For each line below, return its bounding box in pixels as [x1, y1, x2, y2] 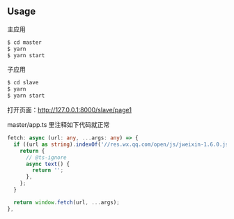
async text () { [25, 160, 70, 167]
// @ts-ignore [25, 153, 68, 161]
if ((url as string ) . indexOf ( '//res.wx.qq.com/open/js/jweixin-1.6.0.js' [13, 141, 232, 148]
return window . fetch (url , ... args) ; [13, 199, 120, 206]
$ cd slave [7, 80, 39, 86]
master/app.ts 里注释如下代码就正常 [7, 121, 110, 129]
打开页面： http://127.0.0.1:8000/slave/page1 [7, 106, 132, 114]
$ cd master [7, 38, 42, 46]
